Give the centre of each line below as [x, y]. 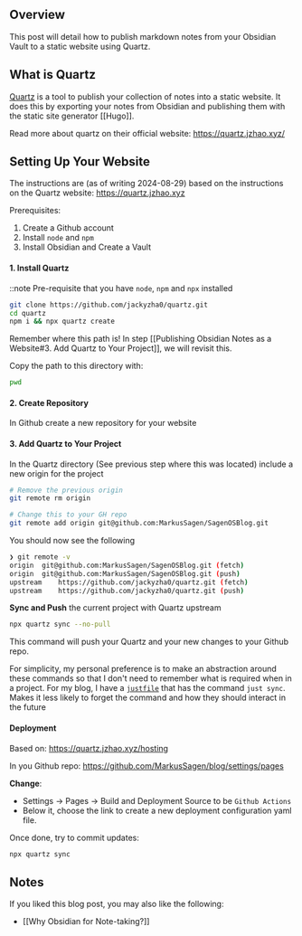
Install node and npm [58, 238]
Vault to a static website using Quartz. [80, 46]
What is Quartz [53, 75]
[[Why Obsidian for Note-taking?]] [86, 922]
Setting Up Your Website [80, 162]
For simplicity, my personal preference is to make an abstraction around [143, 669]
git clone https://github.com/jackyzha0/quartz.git [109, 305]
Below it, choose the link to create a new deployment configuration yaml [157, 810]
